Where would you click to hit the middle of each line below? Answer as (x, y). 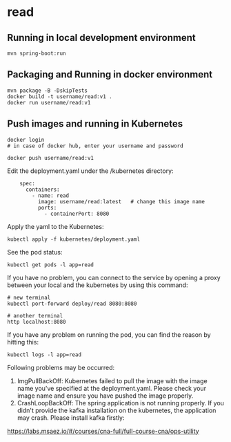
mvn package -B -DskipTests (48, 91)
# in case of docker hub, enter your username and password (96, 146)
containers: (42, 190)
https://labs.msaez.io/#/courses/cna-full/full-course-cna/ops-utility (103, 431)
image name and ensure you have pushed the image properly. (105, 396)
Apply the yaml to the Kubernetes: (56, 226)
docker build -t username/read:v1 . (60, 96)
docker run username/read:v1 (49, 102)
